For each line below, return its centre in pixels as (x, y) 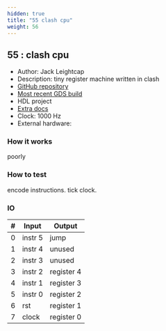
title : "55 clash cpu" (40, 20)
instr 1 (33, 283)
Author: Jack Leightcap (51, 72)
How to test (27, 175)
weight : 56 (23, 26)
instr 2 (33, 272)
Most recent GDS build (50, 94)
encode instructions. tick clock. (52, 190)
